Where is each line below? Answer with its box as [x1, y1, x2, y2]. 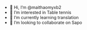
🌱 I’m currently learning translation [9, 15, 79, 20]
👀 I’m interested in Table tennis [9, 10, 71, 15]
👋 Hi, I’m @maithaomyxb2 [9, 5, 62, 10]
